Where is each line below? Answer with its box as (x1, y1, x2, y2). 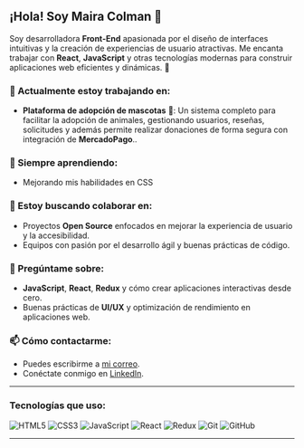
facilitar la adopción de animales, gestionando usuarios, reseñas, (22, 115, 265, 126)
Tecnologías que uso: (9, 399, 106, 412)
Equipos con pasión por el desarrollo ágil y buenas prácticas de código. (22, 239, 290, 250)
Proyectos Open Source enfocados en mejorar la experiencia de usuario (22, 220, 293, 231)
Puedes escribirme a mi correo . (22, 358, 140, 369)
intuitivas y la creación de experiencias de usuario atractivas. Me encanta (9, 43, 283, 53)
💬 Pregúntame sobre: (9, 262, 105, 274)
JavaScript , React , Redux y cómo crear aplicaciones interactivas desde (22, 282, 292, 293)
